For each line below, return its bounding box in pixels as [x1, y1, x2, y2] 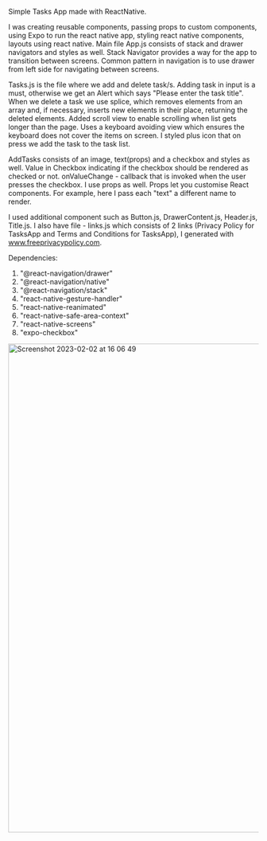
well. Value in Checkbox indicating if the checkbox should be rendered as [8, 163, 249, 172]
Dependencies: [8, 253, 58, 262]
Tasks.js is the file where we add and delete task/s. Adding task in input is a [8, 80, 256, 89]
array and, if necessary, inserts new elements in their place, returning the [8, 105, 248, 115]
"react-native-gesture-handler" [19, 294, 123, 303]
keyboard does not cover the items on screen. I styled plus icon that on [8, 131, 241, 140]
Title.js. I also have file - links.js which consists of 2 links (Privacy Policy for [8, 221, 255, 230]
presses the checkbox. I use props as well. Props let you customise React [8, 180, 249, 190]
